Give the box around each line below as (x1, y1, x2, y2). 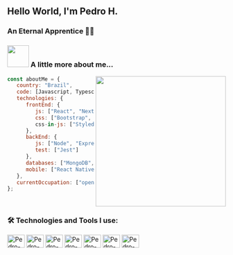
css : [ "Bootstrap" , (35, 114, 92, 121)
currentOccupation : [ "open (16, 179, 95, 186)
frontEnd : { (25, 101, 60, 108)
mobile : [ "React (25, 166, 73, 173)
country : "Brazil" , (16, 82, 73, 89)
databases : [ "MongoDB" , (25, 159, 95, 166)
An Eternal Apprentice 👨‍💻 (7, 26, 95, 36)
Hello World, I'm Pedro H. (7, 6, 119, 17)
